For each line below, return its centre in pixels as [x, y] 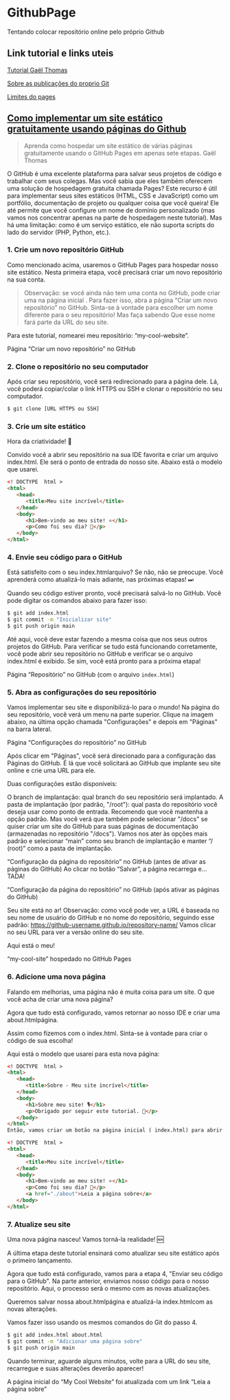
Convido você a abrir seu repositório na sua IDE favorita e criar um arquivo [113, 455]
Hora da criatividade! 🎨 [39, 441]
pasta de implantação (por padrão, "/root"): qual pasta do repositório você [112, 805]
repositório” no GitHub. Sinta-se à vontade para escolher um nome [118, 307]
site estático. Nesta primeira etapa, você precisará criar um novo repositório [115, 272]
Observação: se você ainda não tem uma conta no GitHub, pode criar [122, 293]
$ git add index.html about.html [55, 1335]
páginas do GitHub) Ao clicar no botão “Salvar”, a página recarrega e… [107, 869]
